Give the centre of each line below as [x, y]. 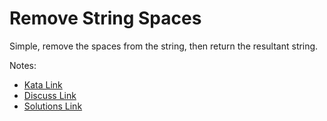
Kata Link [43, 84]
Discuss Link [50, 95]
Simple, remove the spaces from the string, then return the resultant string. [164, 46]
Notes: [23, 65]
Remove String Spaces [105, 18]
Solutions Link [53, 106]
